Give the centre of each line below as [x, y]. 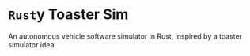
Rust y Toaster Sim [68, 15]
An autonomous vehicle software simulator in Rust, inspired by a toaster [125, 36]
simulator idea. [32, 44]
